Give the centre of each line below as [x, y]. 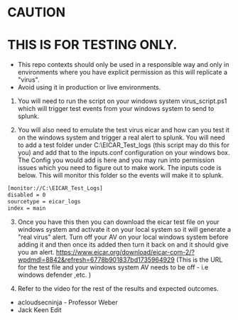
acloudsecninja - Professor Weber [68, 302]
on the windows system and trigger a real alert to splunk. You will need [121, 138]
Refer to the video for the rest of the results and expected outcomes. [118, 288]
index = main [27, 208]
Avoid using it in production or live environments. [89, 87]
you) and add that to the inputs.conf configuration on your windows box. [124, 153]
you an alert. [36, 252]
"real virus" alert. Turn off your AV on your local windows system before [123, 237]
